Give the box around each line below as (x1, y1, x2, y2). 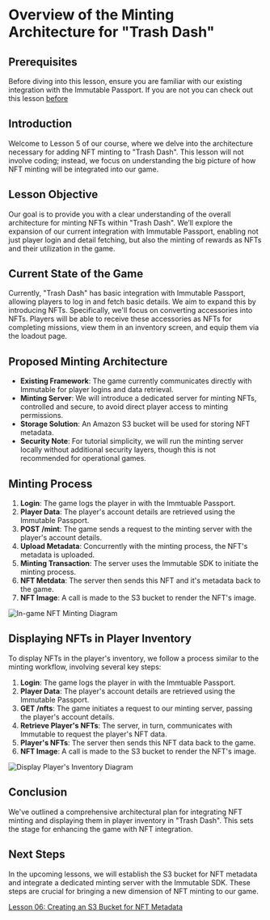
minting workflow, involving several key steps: (8, 661, 162, 672)
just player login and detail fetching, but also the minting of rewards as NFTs (8, 234, 262, 244)
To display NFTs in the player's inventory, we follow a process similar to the (8, 653, 259, 663)
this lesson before (8, 94, 69, 103)
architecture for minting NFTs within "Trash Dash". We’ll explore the (8, 217, 233, 227)
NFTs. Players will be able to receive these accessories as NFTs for (8, 314, 232, 324)
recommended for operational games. (19, 454, 147, 463)
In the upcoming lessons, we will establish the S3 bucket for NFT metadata (8, 869, 258, 879)
